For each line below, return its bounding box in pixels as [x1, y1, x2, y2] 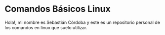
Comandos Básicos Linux [4, 3, 111, 15]
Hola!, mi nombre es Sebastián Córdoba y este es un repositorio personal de [4, 19, 160, 25]
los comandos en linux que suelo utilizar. [4, 24, 87, 30]
